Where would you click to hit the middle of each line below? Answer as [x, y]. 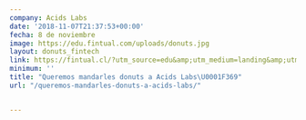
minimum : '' [32, 69]
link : [20, 60]
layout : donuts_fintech [55, 52]
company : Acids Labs [49, 18]
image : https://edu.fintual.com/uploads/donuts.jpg [109, 43]
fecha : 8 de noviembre [52, 35]
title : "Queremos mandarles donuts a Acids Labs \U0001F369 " [126, 77]
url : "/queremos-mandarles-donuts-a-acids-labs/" [106, 85]
